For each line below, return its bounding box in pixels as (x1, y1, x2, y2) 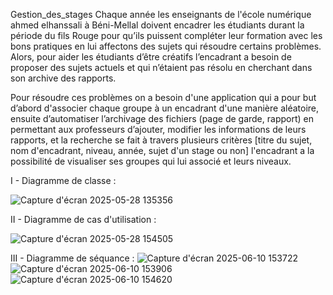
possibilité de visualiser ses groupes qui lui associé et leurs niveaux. (10, 155, 292, 167)
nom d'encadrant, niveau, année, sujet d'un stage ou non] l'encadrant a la (10, 145, 315, 156)
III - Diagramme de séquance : (10, 252, 135, 264)
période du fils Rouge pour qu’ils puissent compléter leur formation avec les (10, 30, 323, 41)
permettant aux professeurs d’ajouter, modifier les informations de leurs (10, 124, 307, 135)
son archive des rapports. (10, 72, 117, 84)
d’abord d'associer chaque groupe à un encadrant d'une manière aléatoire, (10, 102, 320, 114)
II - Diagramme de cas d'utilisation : (10, 214, 157, 225)
